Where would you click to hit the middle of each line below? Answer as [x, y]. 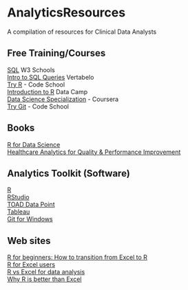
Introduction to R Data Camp [48, 91]
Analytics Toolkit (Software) [69, 173]
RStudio [18, 197]
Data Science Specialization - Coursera [63, 99]
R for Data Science [34, 144]
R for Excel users [31, 265]
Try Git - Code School [38, 106]
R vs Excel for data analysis [46, 272]
